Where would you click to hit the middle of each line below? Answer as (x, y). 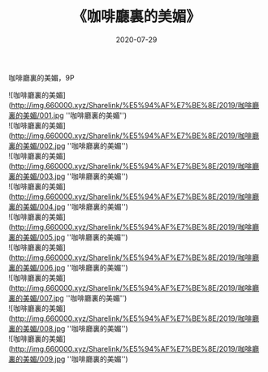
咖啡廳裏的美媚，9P (41, 77)
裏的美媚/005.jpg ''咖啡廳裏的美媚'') (68, 237)
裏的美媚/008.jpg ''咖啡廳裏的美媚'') (68, 328)
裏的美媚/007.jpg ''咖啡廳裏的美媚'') (68, 298)
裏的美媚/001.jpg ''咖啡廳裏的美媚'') (68, 115)
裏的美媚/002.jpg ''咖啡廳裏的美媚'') (68, 145)
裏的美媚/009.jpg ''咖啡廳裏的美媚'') (68, 359)
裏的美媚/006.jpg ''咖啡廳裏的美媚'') (68, 267)
